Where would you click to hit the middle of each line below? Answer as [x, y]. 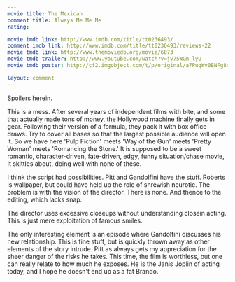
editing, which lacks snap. [45, 199]
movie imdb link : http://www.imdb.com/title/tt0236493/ [90, 39]
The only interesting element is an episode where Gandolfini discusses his [114, 234]
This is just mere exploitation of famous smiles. [75, 220]
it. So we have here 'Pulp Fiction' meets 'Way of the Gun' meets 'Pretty [109, 141]
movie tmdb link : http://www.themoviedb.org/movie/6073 [90, 52]
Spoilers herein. [30, 98]
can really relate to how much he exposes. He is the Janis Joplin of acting [114, 264]
